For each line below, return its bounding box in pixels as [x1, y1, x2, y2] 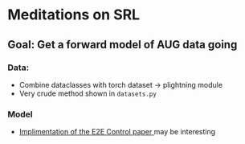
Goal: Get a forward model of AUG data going [7, 38, 238, 51]
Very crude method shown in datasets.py [18, 88, 157, 98]
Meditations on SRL [7, 6, 141, 24]
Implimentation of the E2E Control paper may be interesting [18, 127, 216, 137]
